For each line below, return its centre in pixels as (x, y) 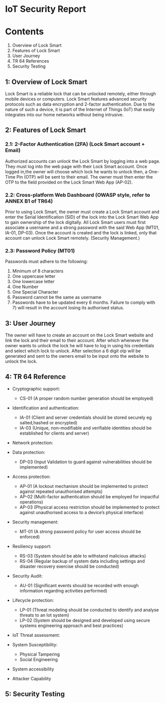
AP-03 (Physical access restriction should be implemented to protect (90, 507)
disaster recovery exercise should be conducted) (69, 566)
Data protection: (29, 452)
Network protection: (33, 443)
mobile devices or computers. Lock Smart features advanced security (76, 99)
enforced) (30, 537)
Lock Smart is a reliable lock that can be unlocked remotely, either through (81, 93)
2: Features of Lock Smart (46, 130)
